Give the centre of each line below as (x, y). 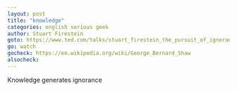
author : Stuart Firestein (45, 34)
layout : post (26, 14)
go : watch (22, 47)
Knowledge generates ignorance (55, 80)
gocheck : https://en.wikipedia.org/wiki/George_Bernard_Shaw (99, 54)
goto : (15, 40)
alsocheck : (23, 60)
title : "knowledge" (36, 20)
